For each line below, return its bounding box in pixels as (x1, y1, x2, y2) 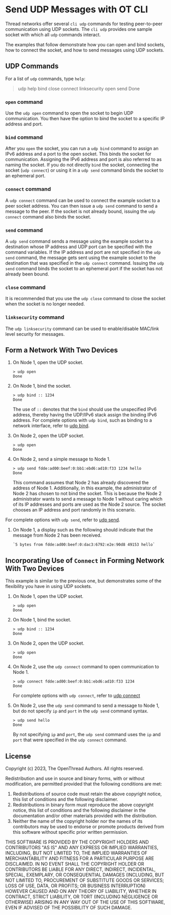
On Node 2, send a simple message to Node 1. (12, 456, 111, 462)
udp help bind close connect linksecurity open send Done (17, 85, 140, 91)
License (5, 752, 31, 760)
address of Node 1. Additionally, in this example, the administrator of (12, 485, 157, 491)
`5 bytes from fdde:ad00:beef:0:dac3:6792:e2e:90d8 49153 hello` (12, 542, 155, 547)
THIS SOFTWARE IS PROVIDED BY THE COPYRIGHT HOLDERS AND (5, 839, 149, 845)
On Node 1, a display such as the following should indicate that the (12, 527, 153, 533)
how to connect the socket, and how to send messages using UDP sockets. (5, 47, 165, 53)
